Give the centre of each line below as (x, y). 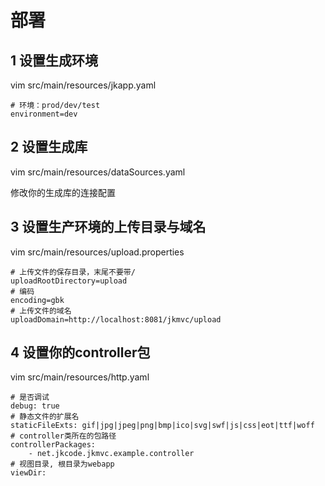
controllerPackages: (53, 445)
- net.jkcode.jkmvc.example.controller (111, 454)
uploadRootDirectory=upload (69, 281)
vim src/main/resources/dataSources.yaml (98, 172)
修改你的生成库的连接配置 (63, 192)
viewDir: (28, 473)
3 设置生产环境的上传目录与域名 (108, 227)
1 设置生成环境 (54, 60)
